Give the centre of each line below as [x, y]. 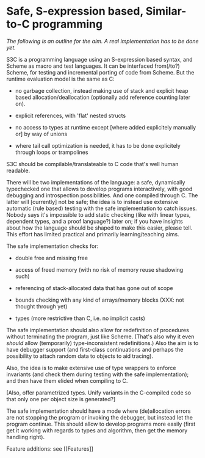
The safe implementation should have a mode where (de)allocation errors [99, 411]
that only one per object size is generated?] [61, 399]
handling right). [25, 437]
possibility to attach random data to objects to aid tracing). [80, 356]
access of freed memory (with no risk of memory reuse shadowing [99, 269]
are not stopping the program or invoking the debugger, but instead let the [100, 417]
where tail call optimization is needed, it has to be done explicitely [98, 145]
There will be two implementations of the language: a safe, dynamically [96, 182]
